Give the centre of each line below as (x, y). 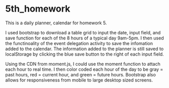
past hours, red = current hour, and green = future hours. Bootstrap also (81, 74)
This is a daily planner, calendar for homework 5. (56, 23)
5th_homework (38, 9)
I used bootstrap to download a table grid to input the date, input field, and (83, 32)
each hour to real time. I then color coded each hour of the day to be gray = (84, 69)
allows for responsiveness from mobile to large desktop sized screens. (79, 80)
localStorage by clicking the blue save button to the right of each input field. (84, 54)
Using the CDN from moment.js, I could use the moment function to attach (83, 64)
